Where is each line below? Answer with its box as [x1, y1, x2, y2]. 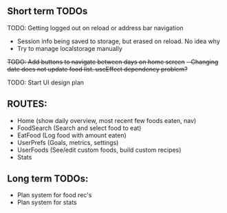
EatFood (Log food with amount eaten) [17, 131, 127, 139]
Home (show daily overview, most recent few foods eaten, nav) [17, 116, 197, 124]
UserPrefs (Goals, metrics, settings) [17, 138, 119, 146]
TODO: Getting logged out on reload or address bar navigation [7, 23, 184, 32]
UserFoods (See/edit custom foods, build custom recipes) [17, 146, 182, 154]
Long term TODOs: [7, 173, 89, 185]
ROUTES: [7, 98, 47, 110]
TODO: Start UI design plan [7, 78, 85, 87]
